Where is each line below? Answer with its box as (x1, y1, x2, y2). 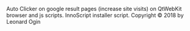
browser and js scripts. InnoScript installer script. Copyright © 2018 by (6, 12, 185, 19)
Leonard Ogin (6, 18, 41, 25)
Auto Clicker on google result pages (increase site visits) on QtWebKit (6, 5, 182, 12)
